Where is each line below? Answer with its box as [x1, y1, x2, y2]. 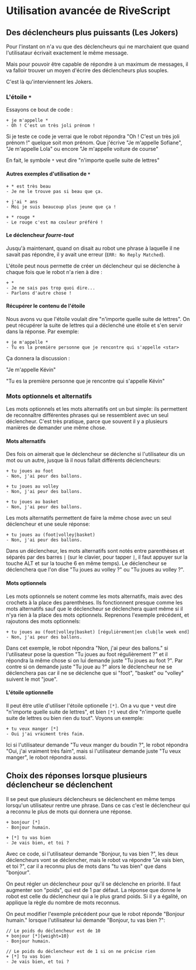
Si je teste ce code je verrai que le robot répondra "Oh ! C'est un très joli [6, 133, 180, 140]
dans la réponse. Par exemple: [6, 327, 79, 335]
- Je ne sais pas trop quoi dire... [6, 285, 95, 291]
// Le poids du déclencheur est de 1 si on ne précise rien [6, 948, 156, 954]
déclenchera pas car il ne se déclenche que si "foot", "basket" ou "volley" [6, 669, 184, 676]
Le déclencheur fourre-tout [6, 232, 74, 239]
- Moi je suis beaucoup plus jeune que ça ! [6, 204, 116, 209]
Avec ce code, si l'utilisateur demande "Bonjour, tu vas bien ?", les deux [6, 850, 179, 857]
